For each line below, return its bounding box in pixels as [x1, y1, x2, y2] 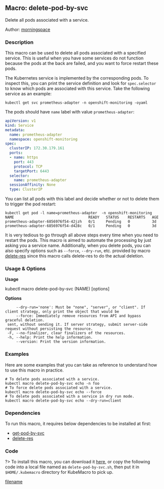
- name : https [9, 155, 38, 160]
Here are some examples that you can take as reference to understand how [5, 362, 158, 368]
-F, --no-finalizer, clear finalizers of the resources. [7, 331, 126, 336]
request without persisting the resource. [5, 326, 93, 331]
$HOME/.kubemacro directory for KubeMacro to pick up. [5, 469, 114, 475]
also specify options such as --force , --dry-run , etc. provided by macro [5, 248, 151, 254]
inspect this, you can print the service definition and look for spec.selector [5, 81, 157, 86]
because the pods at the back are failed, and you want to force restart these [5, 60, 159, 66]
